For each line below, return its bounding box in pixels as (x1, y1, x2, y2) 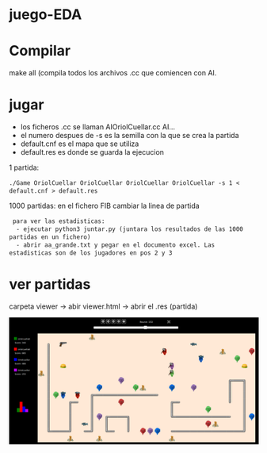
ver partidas (9, 275, 91, 294)
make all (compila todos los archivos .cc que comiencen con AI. (9, 68, 217, 78)
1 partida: (9, 163, 40, 172)
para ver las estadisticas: (12, 217, 105, 225)
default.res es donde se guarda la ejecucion (20, 148, 165, 157)
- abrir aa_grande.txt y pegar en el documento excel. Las (16, 241, 216, 249)
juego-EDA (9, 6, 82, 24)
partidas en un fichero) (9, 233, 91, 241)
